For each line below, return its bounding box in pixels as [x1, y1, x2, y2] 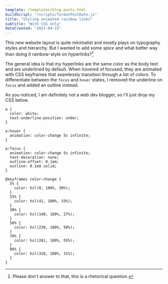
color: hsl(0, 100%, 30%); [14, 185, 70, 190]
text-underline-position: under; [9, 115, 79, 120]
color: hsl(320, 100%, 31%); [14, 251, 75, 256]
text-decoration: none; [9, 154, 59, 160]
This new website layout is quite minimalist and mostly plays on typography [5, 39, 161, 45]
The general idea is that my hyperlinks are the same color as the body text [5, 60, 158, 66]
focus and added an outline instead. [5, 82, 79, 88]
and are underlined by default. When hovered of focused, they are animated [5, 66, 161, 72]
